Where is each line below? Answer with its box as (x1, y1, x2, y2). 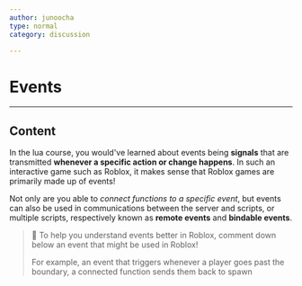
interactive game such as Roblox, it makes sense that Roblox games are (9, 166, 275, 177)
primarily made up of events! (9, 176, 116, 187)
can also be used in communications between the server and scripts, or (9, 203, 275, 214)
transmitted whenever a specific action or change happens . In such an (9, 156, 276, 167)
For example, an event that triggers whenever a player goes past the (31, 257, 285, 268)
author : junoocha (9, 13, 75, 22)
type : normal (9, 22, 58, 31)
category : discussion (9, 30, 91, 39)
